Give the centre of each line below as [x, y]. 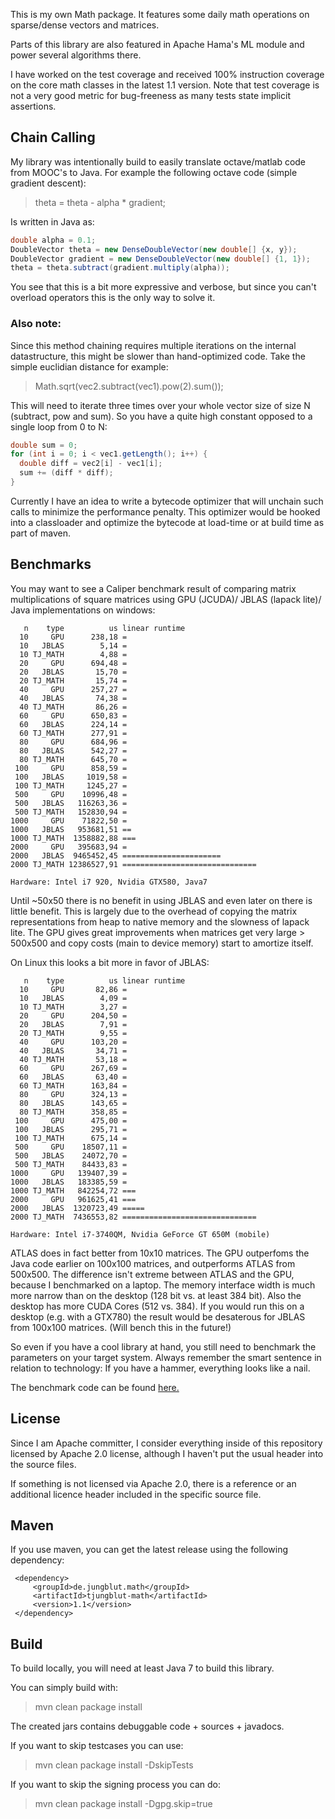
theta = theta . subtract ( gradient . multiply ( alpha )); [120, 268]
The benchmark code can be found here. [95, 1387]
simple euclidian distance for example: [89, 366]
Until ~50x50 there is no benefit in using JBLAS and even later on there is [161, 900]
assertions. [33, 106]
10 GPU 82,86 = [73, 989]
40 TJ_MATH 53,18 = [73, 1059]
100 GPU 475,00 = [71, 1120]
